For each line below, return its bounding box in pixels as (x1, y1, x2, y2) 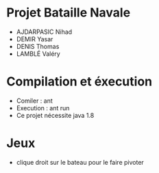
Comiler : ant (16, 96, 53, 105)
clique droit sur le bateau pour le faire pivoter (16, 158, 145, 166)
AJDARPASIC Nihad (16, 28, 73, 36)
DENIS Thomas (16, 42, 60, 50)
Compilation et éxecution (6, 74, 152, 90)
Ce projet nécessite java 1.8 (16, 111, 95, 119)
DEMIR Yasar (16, 34, 53, 43)
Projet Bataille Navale (6, 5, 131, 21)
